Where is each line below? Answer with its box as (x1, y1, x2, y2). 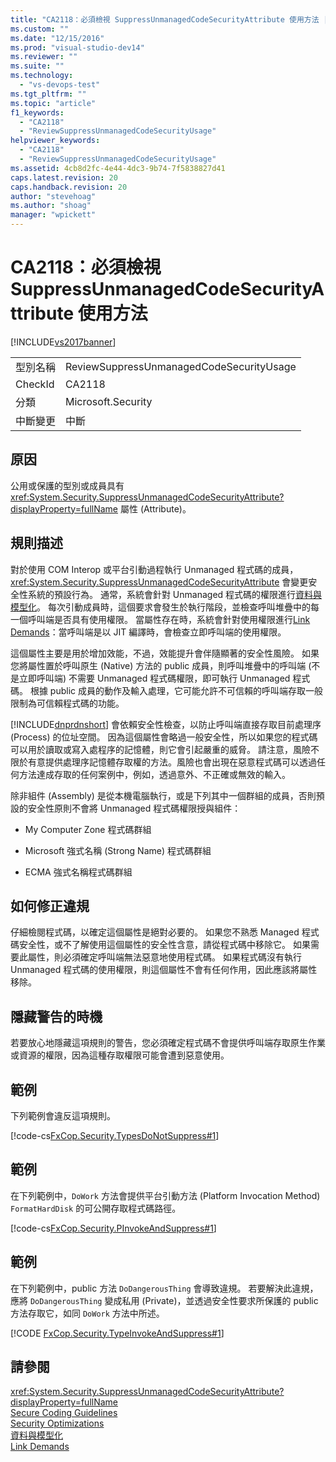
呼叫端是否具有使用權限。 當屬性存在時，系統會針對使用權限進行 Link (27, 613, 311, 625)
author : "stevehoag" (10, 191, 97, 201)
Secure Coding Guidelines (10, 1407, 118, 1419)
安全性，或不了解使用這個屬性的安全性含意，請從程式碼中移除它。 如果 (18, 939, 311, 951)
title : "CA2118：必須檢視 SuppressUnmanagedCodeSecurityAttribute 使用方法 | (10, 14, 328, 25)
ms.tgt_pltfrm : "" (10, 89, 87, 99)
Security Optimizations (10, 1417, 105, 1430)
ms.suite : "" (10, 61, 65, 71)
